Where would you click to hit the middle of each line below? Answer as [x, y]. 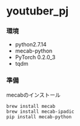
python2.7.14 [31, 45]
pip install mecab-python [39, 117]
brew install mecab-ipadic [40, 112]
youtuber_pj [37, 11]
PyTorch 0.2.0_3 [35, 57]
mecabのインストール [33, 95]
